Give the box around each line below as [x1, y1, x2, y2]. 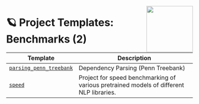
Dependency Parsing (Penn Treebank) [78, 64, 185, 72]
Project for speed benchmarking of [78, 73, 176, 82]
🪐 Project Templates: [6, 16, 114, 30]
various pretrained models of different [78, 80, 185, 89]
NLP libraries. [78, 88, 117, 96]
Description [117, 54, 152, 62]
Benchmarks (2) [6, 32, 87, 46]
